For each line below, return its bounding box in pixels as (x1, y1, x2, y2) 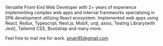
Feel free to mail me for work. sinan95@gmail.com (5, 35, 109, 41)
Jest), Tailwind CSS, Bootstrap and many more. (5, 25, 102, 31)
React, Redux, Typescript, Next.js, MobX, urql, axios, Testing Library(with (5, 20, 156, 26)
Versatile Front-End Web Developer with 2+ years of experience (5, 4, 137, 10)
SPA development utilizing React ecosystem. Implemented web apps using (5, 15, 159, 20)
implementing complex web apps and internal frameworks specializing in (5, 9, 155, 15)
